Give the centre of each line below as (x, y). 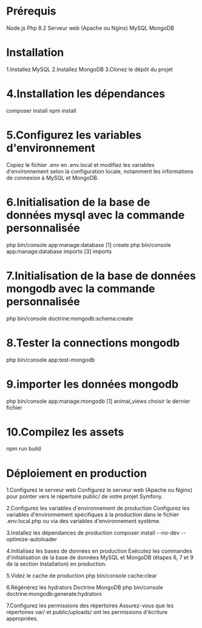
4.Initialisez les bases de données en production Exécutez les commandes (99, 551)
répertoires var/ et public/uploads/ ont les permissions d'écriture (87, 612)
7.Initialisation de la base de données (101, 276)
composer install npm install (42, 110)
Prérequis (31, 11)
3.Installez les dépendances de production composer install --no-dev (93, 533)
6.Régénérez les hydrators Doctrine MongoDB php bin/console (85, 587)
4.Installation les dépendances (86, 94)
